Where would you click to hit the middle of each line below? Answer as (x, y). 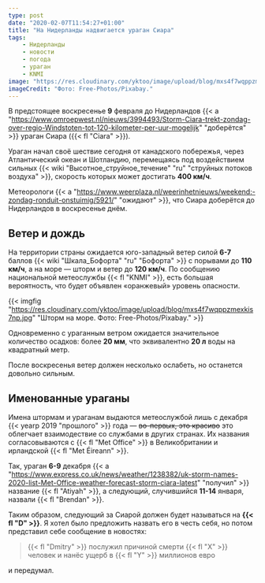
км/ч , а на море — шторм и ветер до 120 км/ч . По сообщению (114, 269)
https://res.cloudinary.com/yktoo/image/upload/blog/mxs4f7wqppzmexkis (132, 310)
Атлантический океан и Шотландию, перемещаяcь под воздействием (126, 160)
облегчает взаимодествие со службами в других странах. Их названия (129, 434)
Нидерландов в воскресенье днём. (68, 209)
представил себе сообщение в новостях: (78, 531)
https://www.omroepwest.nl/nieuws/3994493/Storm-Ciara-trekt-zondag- (131, 120)
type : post (26, 15)
